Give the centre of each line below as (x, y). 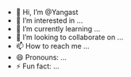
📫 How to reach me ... (52, 46)
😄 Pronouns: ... (41, 57)
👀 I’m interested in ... (49, 20)
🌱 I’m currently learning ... (58, 29)
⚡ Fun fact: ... (37, 66)
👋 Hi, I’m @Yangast (47, 12)
